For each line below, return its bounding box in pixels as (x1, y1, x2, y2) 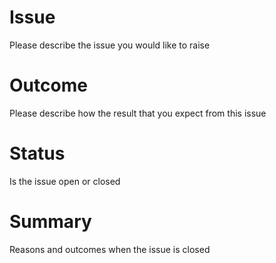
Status (9, 142, 66, 165)
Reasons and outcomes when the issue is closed (9, 243, 211, 255)
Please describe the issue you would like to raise (9, 39, 211, 51)
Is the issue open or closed (9, 175, 121, 187)
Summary (9, 211, 92, 233)
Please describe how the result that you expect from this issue (9, 107, 267, 119)
